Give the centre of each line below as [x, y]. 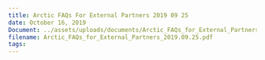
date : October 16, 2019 [47, 23]
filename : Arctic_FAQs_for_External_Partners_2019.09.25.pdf [111, 37]
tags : [17, 44]
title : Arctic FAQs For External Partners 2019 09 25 [99, 15]
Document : [24, 30]
